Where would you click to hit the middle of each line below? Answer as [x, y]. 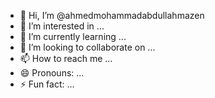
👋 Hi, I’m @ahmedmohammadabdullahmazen [112, 15]
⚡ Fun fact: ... [47, 84]
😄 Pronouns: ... [52, 73]
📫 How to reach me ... [66, 58]
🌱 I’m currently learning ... [73, 36]
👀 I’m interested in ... [62, 26]
